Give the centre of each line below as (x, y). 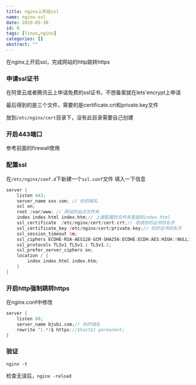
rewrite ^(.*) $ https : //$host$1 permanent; (71, 330)
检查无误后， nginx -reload (39, 376)
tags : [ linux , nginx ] (31, 34)
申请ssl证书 (23, 78)
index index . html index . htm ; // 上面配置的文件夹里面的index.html (94, 218)
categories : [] (25, 39)
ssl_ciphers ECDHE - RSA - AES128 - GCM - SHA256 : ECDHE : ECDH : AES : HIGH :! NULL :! (105, 239)
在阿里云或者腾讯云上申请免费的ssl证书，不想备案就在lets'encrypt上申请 (94, 92)
